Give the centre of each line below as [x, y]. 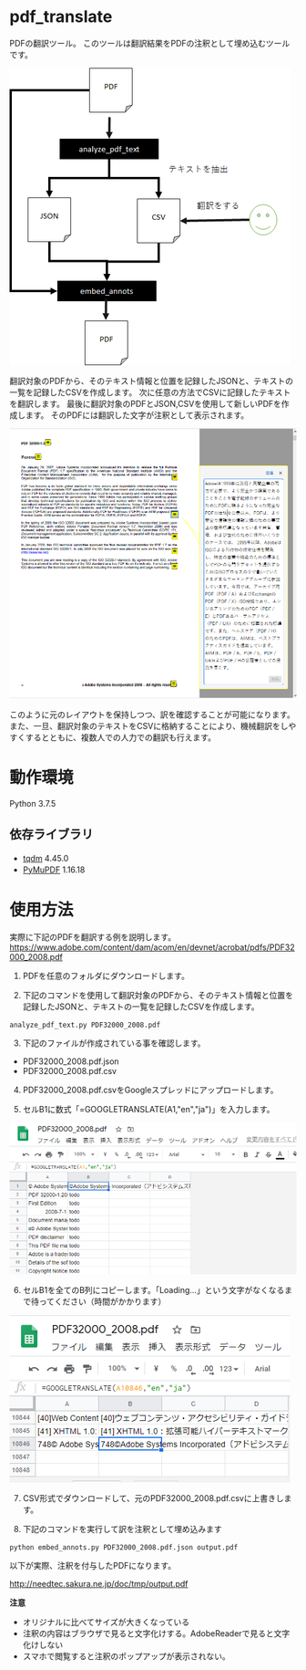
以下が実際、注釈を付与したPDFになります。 [92, 1566]
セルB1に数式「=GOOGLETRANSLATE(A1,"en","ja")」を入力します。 [148, 1109]
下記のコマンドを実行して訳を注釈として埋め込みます [122, 1529]
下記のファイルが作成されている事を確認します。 [114, 1043]
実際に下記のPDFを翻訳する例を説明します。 [92, 936]
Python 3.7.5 [33, 803]
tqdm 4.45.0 [46, 858]
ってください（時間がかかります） [102, 1301]
